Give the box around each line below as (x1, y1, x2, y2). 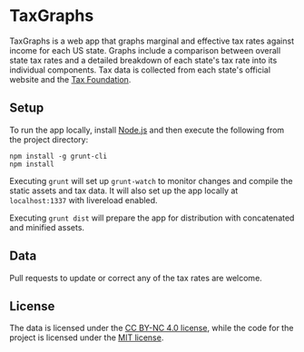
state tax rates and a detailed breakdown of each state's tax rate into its (9, 54, 278, 65)
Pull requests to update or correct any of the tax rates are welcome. (9, 272, 263, 283)
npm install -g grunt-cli (9, 152, 107, 161)
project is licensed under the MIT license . (9, 332, 164, 343)
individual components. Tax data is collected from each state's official (9, 64, 270, 75)
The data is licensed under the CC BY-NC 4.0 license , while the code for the (9, 323, 294, 334)
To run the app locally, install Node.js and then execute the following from (9, 124, 285, 135)
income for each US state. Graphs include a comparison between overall (9, 44, 281, 55)
